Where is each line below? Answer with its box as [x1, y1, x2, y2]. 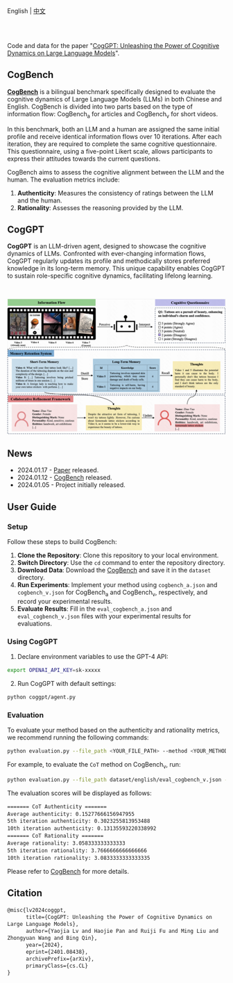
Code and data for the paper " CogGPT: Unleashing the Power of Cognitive [7, 42, 220, 49]
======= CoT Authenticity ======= [7, 803, 107, 810]
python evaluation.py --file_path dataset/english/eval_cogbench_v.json [7, 776, 222, 783]
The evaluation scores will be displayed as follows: [7, 789, 153, 797]
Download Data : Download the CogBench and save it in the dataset [17, 566, 212, 574]
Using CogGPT [7, 637, 58, 646]
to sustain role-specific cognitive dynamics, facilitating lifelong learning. [7, 271, 213, 280]
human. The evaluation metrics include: [7, 175, 120, 184]
